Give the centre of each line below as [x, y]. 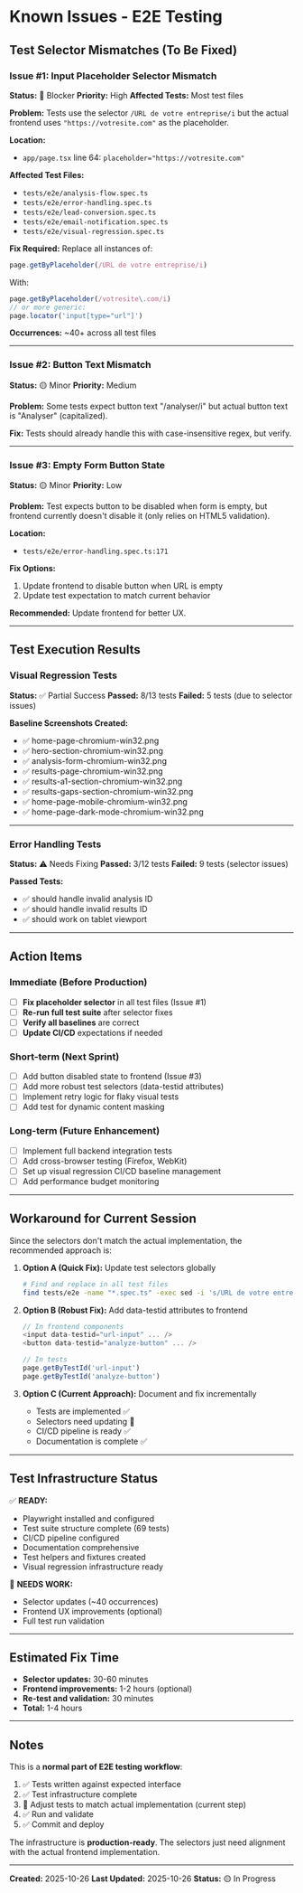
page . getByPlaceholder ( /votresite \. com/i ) [90, 299]
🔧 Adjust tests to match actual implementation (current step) [134, 1804]
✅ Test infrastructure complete [80, 1794]
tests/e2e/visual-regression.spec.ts [93, 231]
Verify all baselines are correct [81, 1022]
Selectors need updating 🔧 [85, 1421]
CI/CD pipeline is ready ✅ [83, 1431]
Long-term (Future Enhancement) [85, 1131]
